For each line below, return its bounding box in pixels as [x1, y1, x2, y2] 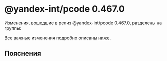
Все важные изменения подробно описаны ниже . [4, 35, 111, 41]
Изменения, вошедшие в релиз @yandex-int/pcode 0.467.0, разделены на [4, 20, 162, 26]
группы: [4, 25, 22, 31]
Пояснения [4, 49, 41, 58]
